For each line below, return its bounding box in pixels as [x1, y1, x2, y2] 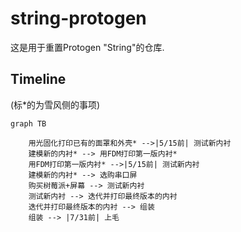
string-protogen [10, 7, 147, 30]
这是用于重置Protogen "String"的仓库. [10, 41, 165, 53]
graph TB [10, 118, 47, 129]
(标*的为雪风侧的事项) [10, 98, 101, 111]
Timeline [10, 71, 67, 88]
